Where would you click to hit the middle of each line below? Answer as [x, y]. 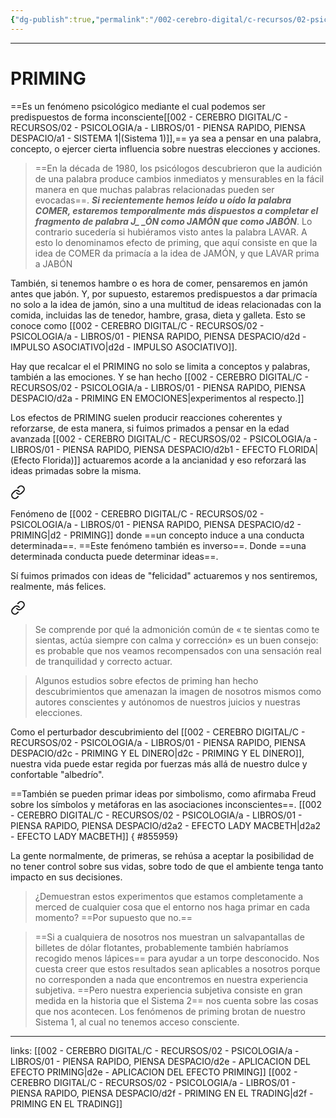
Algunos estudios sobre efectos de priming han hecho [146, 680]
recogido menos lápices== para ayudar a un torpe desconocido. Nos [177, 958]
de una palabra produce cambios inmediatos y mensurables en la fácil [179, 178]
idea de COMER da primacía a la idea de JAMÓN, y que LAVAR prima [177, 253]
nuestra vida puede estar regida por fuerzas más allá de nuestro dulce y [159, 763]
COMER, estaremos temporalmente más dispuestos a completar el [176, 210]
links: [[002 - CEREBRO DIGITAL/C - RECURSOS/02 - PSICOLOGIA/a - [155, 1050]
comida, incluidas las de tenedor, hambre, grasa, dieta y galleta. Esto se [158, 315]
